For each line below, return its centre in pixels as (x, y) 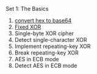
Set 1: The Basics (27, 9)
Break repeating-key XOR (46, 53)
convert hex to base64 (43, 20)
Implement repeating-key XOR (52, 46)
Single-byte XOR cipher (44, 33)
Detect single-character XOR (51, 40)
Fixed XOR (28, 27)
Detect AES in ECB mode (46, 66)
